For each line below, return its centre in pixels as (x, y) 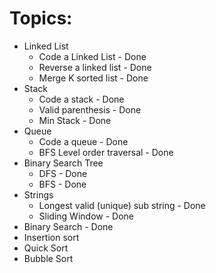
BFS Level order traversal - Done (106, 152)
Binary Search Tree (63, 163)
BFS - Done (62, 184)
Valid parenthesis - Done (90, 109)
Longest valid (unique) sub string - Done (122, 205)
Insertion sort (51, 237)
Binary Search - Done (68, 226)
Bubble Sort (48, 258)
